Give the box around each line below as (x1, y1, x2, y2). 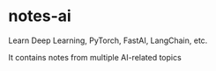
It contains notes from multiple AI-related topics (8, 52, 182, 62)
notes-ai (8, 6, 71, 26)
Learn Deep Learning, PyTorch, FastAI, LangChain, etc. (8, 35, 208, 46)
